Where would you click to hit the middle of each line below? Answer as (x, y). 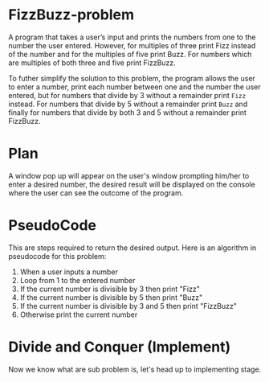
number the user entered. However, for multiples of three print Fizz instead (132, 45)
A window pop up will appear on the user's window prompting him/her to (129, 175)
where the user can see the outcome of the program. (96, 193)
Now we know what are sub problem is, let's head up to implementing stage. (135, 369)
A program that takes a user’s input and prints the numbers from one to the (132, 37)
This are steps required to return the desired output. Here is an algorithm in (132, 248)
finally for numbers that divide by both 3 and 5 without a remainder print (128, 112)
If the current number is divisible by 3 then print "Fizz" (110, 289)
